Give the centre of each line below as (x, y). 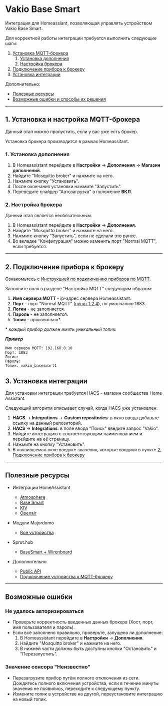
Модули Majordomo (33, 523)
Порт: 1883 (16, 353)
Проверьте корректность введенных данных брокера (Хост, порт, (83, 622)
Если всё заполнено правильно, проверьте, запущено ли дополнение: (87, 633)
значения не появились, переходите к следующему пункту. (76, 688)
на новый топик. (30, 699)
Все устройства (37, 532)
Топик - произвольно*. (37, 320)
